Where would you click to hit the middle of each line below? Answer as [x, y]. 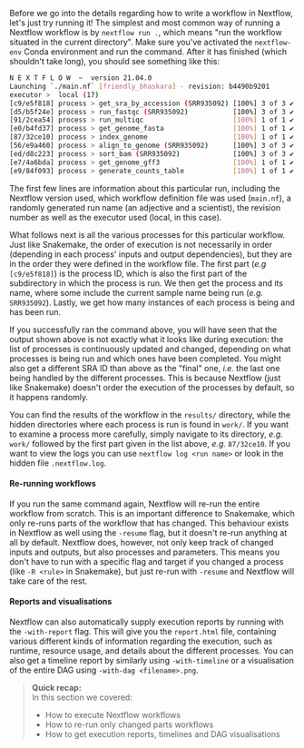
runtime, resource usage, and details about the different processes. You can [152, 650]
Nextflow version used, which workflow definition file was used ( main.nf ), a [151, 198]
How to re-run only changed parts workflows [129, 724]
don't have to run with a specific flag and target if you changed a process [147, 561]
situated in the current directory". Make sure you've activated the [131, 42]
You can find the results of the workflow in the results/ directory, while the [150, 414]
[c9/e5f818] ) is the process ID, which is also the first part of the [128, 273]
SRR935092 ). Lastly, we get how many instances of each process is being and [152, 302]
